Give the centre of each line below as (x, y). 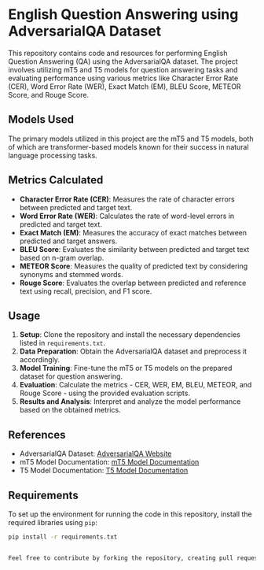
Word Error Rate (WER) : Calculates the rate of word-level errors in (127, 216)
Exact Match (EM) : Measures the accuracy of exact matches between (133, 232)
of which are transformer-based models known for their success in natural (128, 146)
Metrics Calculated (56, 180)
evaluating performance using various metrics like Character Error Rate (123, 78)
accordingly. (40, 360)
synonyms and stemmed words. (71, 274)
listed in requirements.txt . (62, 343)
